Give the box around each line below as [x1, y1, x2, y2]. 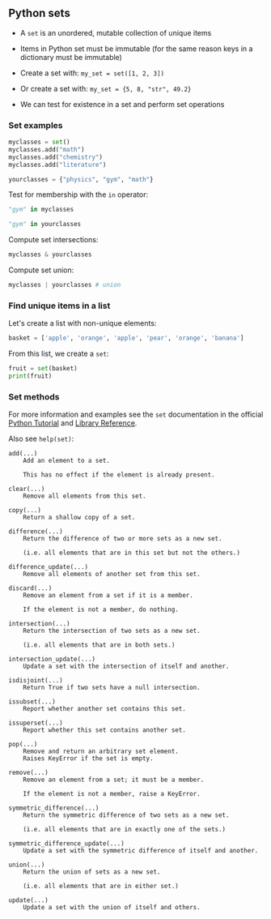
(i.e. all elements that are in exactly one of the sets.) [23, 826, 227, 834]
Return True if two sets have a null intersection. [23, 684, 201, 692]
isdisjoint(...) [8, 677, 63, 685]
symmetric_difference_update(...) [8, 840, 125, 848]
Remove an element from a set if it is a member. [23, 592, 194, 600]
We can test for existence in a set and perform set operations [19, 99, 225, 109]
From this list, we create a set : [8, 348, 109, 359]
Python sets [8, 6, 70, 20]
